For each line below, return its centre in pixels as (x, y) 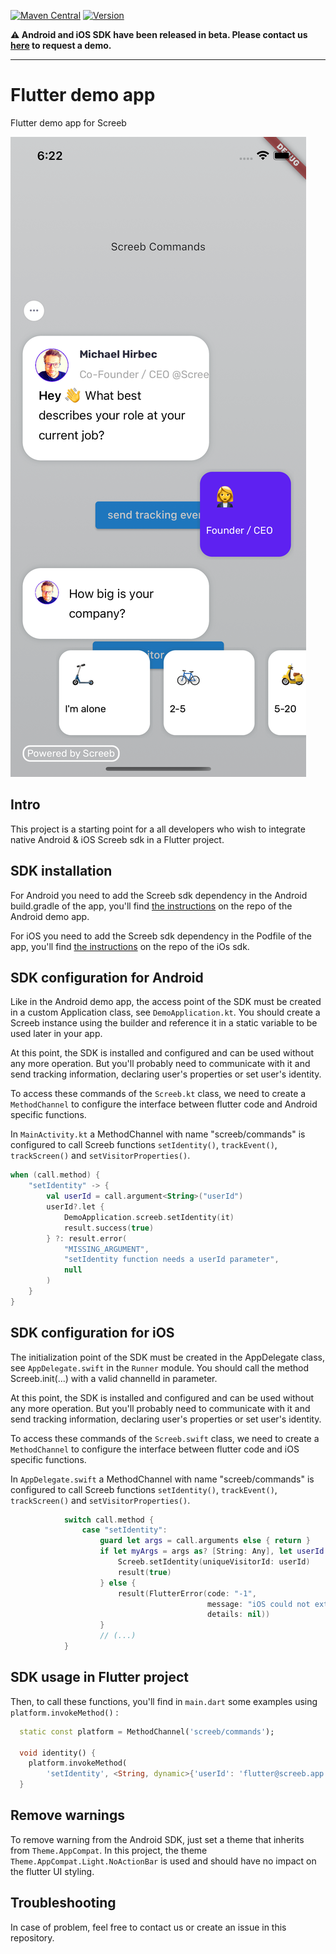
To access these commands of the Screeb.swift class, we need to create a (165, 1438)
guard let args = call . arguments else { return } (205, 1541)
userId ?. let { (75, 1207)
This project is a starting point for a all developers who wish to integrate (158, 829)
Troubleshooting (63, 1903)
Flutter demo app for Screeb (68, 122)
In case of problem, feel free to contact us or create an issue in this (148, 1927)
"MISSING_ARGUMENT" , (106, 1249)
